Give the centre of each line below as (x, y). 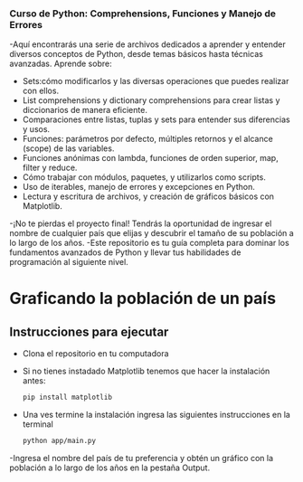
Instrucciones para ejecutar (89, 331)
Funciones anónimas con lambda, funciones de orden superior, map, (150, 158)
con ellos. (41, 91)
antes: (34, 381)
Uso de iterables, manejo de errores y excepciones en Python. (138, 187)
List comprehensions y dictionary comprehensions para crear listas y (151, 100)
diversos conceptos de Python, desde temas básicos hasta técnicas (137, 54)
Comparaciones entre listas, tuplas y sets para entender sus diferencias (156, 119)
